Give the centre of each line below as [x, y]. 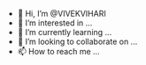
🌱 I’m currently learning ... [65, 32]
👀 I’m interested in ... [55, 23]
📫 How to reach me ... [58, 51]
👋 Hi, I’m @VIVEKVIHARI [61, 14]
